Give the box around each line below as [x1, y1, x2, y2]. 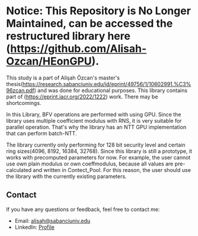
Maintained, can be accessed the [6, 17, 173, 30]
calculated [6, 166, 32, 173]
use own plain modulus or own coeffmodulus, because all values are [6, 160, 174, 167]
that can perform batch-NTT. [6, 129, 77, 137]
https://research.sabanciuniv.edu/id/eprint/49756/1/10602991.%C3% [23, 80, 191, 87]
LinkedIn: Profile [14, 224, 55, 231]
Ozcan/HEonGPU [6, 55, 92, 68]
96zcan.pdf [6, 87, 34, 94]
